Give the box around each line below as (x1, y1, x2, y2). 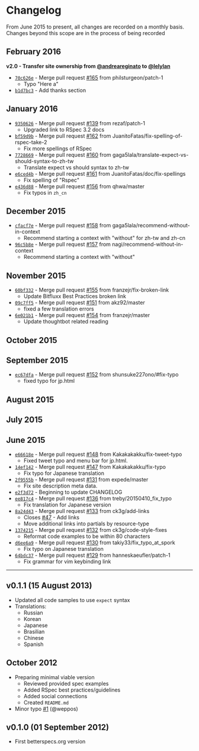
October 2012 (6, 658, 57, 668)
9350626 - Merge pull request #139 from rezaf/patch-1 (14, 119, 145, 126)
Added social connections (23, 692, 88, 699)
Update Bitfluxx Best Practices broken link (23, 293, 126, 300)
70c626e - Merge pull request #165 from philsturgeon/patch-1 (14, 74, 163, 81)
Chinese (23, 634, 44, 641)
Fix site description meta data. (23, 482, 98, 489)
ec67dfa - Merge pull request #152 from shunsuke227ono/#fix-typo (14, 371, 179, 378)
